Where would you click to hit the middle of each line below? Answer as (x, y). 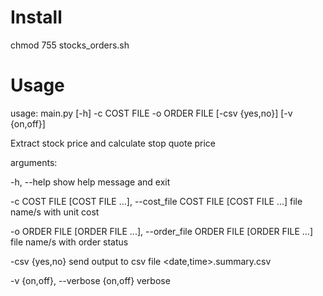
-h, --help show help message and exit (90, 182)
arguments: (34, 162)
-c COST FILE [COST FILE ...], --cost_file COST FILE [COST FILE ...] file (156, 201)
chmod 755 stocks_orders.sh (70, 45)
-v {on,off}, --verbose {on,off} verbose (90, 280)
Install (36, 17)
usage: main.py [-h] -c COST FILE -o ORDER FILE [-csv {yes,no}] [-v (151, 113)
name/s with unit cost (55, 212)
